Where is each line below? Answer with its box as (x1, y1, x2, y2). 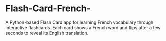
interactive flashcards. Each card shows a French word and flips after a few (5, 24, 161, 30)
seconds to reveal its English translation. (5, 30, 89, 36)
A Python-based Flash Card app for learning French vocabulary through (5, 19, 154, 25)
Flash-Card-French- (5, 3, 91, 14)
